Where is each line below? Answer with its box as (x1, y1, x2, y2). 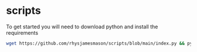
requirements (6, 29, 39, 36)
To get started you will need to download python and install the (6, 23, 158, 30)
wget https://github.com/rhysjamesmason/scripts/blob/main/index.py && (6, 40, 185, 46)
